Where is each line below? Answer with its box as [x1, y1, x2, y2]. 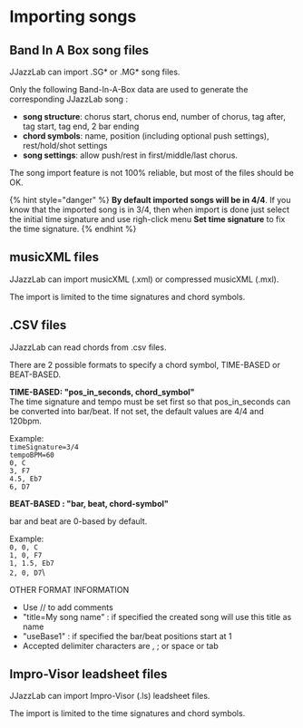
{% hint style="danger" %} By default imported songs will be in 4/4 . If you [9, 195, 291, 205]
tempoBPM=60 [9, 451, 54, 460]
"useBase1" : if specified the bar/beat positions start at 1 [22, 630, 232, 641]
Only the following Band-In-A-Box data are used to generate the [9, 84, 249, 94]
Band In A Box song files [9, 43, 150, 58]
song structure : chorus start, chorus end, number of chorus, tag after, [22, 112, 286, 121]
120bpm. [9, 415, 43, 426]
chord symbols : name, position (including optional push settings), [22, 131, 269, 141]
